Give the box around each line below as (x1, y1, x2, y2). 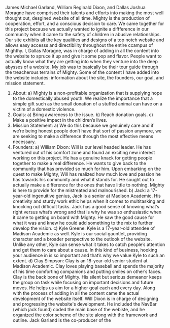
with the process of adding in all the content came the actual (12, 290, 140, 296)
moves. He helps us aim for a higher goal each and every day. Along (12, 285, 156, 291)
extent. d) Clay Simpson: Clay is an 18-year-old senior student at (12, 258, 148, 264)
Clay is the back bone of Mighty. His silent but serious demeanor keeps (12, 274, 162, 280)
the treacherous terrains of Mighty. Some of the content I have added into (5, 69, 159, 75)
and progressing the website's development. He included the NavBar (12, 301, 157, 307)
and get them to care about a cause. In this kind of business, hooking (12, 247, 157, 253)
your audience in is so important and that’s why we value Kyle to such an (12, 252, 165, 258)
